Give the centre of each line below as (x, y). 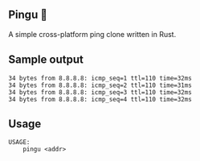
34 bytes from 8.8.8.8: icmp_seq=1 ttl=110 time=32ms (100, 78)
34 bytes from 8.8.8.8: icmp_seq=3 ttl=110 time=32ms (100, 92)
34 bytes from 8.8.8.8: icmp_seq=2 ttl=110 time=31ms (100, 85)
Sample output (46, 60)
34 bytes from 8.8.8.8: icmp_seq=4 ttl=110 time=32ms (100, 99)
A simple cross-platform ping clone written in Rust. (92, 34)
